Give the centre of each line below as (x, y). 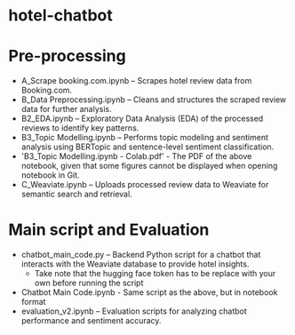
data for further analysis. (66, 109)
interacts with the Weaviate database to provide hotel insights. (135, 264)
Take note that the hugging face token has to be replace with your (155, 274)
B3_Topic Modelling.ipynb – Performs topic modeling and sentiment (144, 138)
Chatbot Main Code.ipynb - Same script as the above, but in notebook (149, 292)
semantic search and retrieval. (76, 194)
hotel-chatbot (60, 16)
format (33, 302)
